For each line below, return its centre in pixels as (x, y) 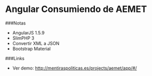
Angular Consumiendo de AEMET (76, 9)
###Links (15, 58)
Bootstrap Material (31, 48)
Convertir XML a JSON (36, 43)
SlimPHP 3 (23, 38)
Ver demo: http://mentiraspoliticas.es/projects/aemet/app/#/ (75, 68)
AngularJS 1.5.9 (28, 32)
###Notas (15, 23)
